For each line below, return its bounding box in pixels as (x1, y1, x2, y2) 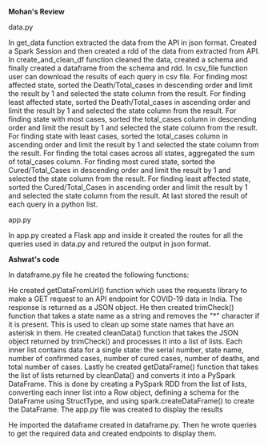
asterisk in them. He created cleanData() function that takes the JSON (8, 328, 238, 337)
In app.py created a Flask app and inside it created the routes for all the (8, 231, 244, 239)
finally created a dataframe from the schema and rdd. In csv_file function (8, 63, 248, 73)
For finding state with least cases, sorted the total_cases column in (8, 131, 228, 141)
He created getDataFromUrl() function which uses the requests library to (8, 286, 248, 295)
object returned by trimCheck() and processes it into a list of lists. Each (8, 336, 242, 346)
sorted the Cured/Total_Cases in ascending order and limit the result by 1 (8, 183, 248, 191)
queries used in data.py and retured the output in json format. (8, 239, 211, 248)
